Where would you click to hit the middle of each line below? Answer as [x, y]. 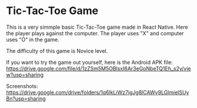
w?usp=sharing [25, 75]
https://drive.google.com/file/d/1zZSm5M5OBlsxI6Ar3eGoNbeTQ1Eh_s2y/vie [98, 68]
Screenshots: [22, 86]
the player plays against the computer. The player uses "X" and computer [95, 33]
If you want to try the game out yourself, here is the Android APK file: [89, 62]
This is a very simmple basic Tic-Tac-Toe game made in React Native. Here [97, 27]
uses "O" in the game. [33, 39]
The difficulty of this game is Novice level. [57, 50]
